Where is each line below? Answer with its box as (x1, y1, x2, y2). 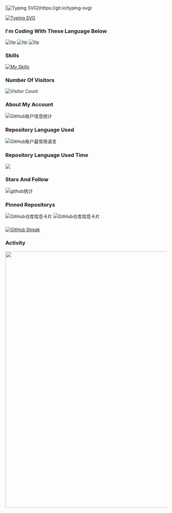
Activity (5, 239, 26, 247)
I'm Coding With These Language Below (5, 27, 107, 34)
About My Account (5, 100, 54, 108)
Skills (5, 52, 19, 59)
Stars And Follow (5, 176, 49, 183)
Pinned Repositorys (5, 201, 55, 208)
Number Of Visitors (5, 76, 55, 84)
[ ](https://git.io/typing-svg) (5, 5, 92, 11)
